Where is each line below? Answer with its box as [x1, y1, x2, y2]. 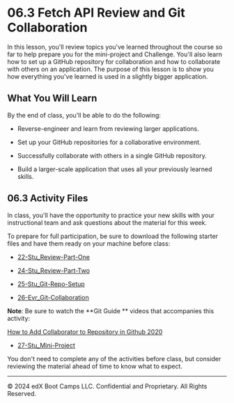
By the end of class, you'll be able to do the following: [7, 111, 162, 119]
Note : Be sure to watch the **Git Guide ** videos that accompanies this [7, 306, 214, 315]
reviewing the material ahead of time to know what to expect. [7, 362, 183, 370]
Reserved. [7, 389, 37, 397]
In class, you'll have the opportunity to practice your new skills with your [7, 211, 214, 219]
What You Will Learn [7, 93, 97, 104]
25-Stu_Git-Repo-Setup [17, 280, 85, 288]
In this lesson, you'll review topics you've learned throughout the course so [7, 42, 223, 51]
